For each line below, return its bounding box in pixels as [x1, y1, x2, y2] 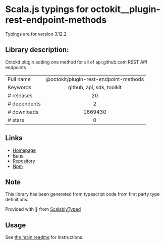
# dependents [8, 100, 41, 107]
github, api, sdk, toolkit [68, 84, 122, 91]
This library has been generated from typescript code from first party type [5, 191, 160, 197]
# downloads [8, 108, 39, 115]
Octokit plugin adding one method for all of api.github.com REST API [5, 59, 148, 65]
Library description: [5, 45, 69, 54]
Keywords [8, 84, 32, 91]
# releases [8, 92, 33, 99]
